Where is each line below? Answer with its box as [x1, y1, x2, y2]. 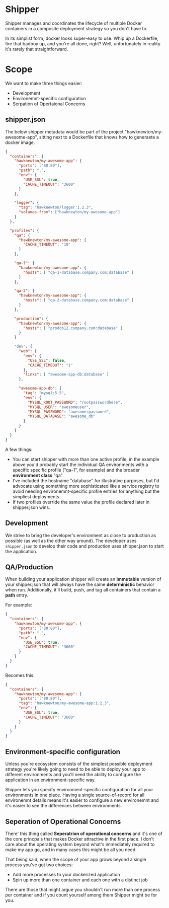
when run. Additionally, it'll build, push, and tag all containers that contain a [5, 587, 161, 593]
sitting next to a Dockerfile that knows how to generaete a [39, 134, 159, 140]
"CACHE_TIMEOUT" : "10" [23, 242, 71, 247]
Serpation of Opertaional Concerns [12, 101, 86, 107]
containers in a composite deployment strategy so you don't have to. [5, 25, 148, 31]
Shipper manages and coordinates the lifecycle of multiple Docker [5, 20, 142, 26]
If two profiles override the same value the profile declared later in [12, 499, 150, 505]
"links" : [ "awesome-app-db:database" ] [23, 372, 109, 377]
